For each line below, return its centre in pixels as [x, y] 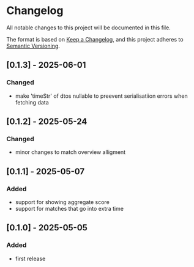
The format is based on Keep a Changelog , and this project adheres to [95, 39]
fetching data [32, 102]
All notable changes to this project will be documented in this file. [89, 27]
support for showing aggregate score [62, 202]
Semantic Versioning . [33, 46]
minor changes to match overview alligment [70, 152]
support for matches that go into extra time [69, 209]
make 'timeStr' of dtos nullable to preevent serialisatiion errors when [101, 96]
